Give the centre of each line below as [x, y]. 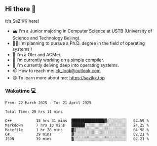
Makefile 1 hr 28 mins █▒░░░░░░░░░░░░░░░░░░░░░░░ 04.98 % [77, 130]
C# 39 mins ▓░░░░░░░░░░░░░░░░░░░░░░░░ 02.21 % [77, 134]
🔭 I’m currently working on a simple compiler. [58, 60]
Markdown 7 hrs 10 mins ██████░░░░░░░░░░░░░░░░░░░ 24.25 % [77, 125]
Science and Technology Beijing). [46, 38]
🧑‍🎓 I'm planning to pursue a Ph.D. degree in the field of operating [78, 43]
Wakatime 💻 [21, 91]
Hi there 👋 [20, 9]
